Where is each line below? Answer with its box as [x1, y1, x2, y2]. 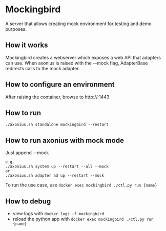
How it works [5, 41, 48, 50]
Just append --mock [5, 150, 49, 156]
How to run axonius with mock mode [5, 136, 125, 144]
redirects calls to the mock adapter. [5, 65, 80, 71]
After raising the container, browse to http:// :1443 [5, 94, 110, 100]
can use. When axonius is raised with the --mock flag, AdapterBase [5, 60, 148, 66]
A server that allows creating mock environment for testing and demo [5, 20, 152, 27]
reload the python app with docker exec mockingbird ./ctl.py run [12, 216, 154, 222]
